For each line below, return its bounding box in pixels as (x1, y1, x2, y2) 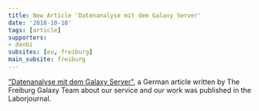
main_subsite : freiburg (8, 56, 86, 64)
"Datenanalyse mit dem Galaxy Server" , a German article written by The (8, 76, 240, 87)
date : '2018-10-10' (8, 19, 72, 27)
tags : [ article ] (8, 26, 61, 34)
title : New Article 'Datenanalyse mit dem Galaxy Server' (8, 11, 202, 20)
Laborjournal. (8, 94, 52, 103)
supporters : (8, 33, 47, 42)
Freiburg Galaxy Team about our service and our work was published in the (8, 85, 252, 94)
